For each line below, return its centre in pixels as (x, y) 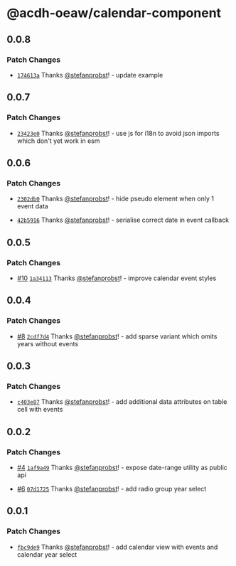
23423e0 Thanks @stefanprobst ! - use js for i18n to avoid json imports (118, 133)
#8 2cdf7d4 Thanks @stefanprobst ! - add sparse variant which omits (117, 336)
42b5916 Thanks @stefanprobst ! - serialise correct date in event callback (123, 220)
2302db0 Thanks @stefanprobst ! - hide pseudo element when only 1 (116, 199)
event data (33, 206)
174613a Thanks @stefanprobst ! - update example (90, 75)
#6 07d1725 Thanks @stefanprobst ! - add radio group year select (112, 489)
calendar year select (47, 554)
